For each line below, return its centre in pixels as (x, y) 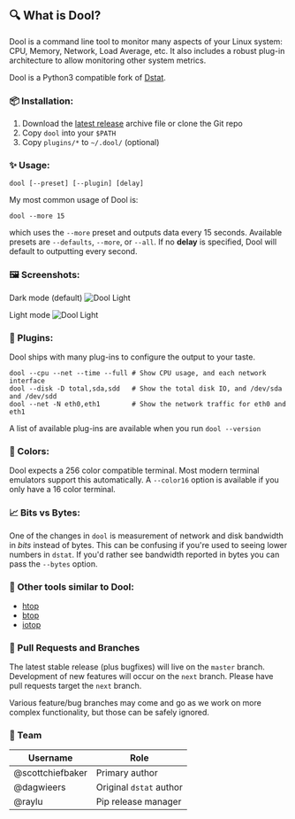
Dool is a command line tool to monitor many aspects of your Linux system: (146, 41)
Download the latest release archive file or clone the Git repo (132, 124)
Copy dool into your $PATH (69, 133)
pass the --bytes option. (53, 564)
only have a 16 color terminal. (63, 490)
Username (50, 758)
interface (27, 381)
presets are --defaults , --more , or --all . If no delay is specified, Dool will (143, 242)
